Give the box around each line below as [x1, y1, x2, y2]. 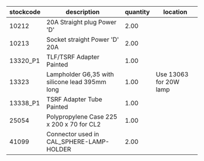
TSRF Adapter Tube [46, 95, 103, 103]
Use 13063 [155, 70, 189, 78]
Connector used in [46, 130, 99, 138]
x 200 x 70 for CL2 [46, 120, 101, 128]
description [66, 8, 100, 16]
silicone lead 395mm [46, 78, 107, 86]
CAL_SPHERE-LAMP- [46, 137, 110, 146]
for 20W [155, 78, 180, 86]
